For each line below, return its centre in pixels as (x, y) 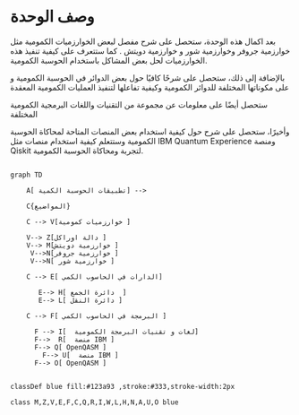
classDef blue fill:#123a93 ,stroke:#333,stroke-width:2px (123, 386)
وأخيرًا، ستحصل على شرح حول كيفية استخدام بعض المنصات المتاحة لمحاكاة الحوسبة (150, 131)
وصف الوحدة (52, 17)
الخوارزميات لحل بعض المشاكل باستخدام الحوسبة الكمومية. (109, 60)
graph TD (26, 175)
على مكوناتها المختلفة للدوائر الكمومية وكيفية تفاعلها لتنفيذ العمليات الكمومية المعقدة (150, 87)
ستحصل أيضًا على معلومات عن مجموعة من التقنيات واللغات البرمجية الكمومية (139, 104)
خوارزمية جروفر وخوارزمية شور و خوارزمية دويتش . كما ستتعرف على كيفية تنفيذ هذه (150, 50)
